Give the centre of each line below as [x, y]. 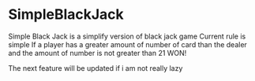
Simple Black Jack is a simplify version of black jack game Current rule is [127, 36]
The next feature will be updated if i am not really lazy [96, 68]
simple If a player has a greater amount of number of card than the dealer [127, 44]
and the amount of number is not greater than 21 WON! [97, 53]
